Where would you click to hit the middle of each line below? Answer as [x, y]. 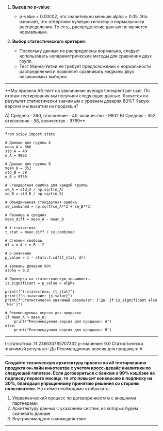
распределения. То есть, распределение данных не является [83, 27]
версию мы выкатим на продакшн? [42, 106]
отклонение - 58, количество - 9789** [45, 121]
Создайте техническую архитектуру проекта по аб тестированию [76, 363]
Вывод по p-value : [31, 7]
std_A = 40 [16, 151]
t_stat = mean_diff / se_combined [40, 232]
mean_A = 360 [18, 147]
